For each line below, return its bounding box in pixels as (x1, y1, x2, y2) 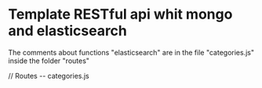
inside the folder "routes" (8, 56, 90, 65)
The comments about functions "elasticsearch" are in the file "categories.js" (8, 48, 255, 57)
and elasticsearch (8, 22, 128, 40)
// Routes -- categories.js (8, 71, 89, 80)
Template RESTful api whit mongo (8, 5, 233, 23)
